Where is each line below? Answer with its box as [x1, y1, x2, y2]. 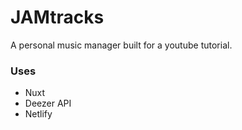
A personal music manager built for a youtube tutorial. [10, 39, 233, 51]
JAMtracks [10, 6, 105, 29]
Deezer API [24, 97, 72, 110]
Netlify [24, 108, 53, 120]
